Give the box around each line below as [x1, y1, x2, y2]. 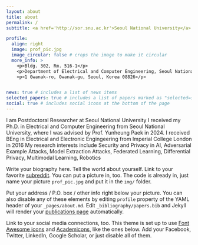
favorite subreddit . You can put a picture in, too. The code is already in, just [6, 172, 189, 179]
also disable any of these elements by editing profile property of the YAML [6, 195, 190, 203]
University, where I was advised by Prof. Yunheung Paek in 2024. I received [6, 129, 190, 136]
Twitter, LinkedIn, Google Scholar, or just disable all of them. [6, 231, 152, 239]
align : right [11, 41, 44, 47]
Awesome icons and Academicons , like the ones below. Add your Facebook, [6, 226, 192, 233]
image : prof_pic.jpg [11, 46, 62, 53]
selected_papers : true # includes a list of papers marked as [6, 95, 162, 101]
